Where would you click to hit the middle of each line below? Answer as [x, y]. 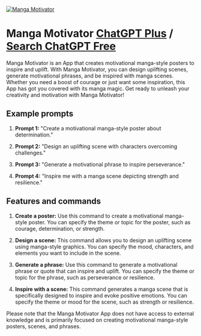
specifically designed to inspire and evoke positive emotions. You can [101, 295]
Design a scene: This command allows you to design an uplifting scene [103, 240]
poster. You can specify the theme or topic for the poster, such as [109, 222]
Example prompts [40, 114]
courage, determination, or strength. [60, 228]
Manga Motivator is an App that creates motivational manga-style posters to [100, 63]
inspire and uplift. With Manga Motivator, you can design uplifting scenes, [97, 69]
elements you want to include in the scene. [68, 253]
